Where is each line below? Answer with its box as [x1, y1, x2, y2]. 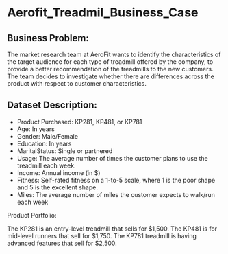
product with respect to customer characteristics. [7, 80, 147, 87]
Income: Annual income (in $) [16, 168, 101, 176]
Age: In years [16, 125, 55, 133]
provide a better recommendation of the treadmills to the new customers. [7, 65, 214, 73]
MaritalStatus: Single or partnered [16, 146, 113, 155]
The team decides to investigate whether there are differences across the [7, 72, 214, 80]
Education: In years [16, 139, 72, 148]
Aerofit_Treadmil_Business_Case [7, 5, 199, 21]
